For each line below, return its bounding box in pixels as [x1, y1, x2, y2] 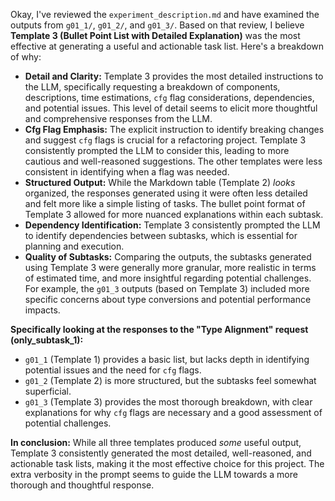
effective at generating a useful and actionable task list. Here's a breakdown [10, 40, 325, 52]
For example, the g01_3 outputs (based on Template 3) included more [24, 283, 310, 294]
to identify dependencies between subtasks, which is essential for [24, 230, 298, 241]
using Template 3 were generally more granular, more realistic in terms [24, 262, 317, 273]
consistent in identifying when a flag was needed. [24, 166, 230, 178]
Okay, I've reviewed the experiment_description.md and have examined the [10, 9, 320, 20]
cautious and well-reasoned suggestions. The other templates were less [24, 155, 323, 167]
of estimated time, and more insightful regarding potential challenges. [24, 272, 312, 284]
